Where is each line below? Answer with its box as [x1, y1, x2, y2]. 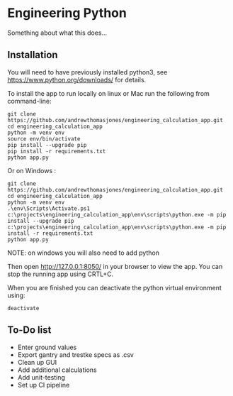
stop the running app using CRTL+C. [7, 270, 114, 278]
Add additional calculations [17, 365, 97, 374]
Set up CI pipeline [17, 380, 70, 389]
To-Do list [7, 324, 52, 336]
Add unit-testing [17, 373, 66, 381]
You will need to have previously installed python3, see [7, 67, 168, 76]
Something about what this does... [7, 28, 108, 37]
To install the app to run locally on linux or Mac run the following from [7, 89, 210, 97]
